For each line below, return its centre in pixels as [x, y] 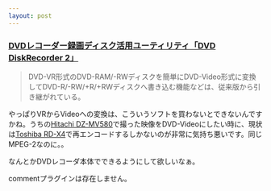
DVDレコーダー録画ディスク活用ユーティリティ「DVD [112, 45]
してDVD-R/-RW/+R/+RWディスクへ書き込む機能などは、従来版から [141, 86]
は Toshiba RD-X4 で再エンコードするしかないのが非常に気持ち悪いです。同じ [135, 134]
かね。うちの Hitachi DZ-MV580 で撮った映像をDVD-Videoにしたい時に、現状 [135, 124]
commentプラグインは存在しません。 [70, 178]
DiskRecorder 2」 [44, 57]
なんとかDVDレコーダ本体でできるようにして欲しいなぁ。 [104, 161]
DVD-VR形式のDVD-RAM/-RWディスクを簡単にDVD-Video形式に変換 [142, 77]
